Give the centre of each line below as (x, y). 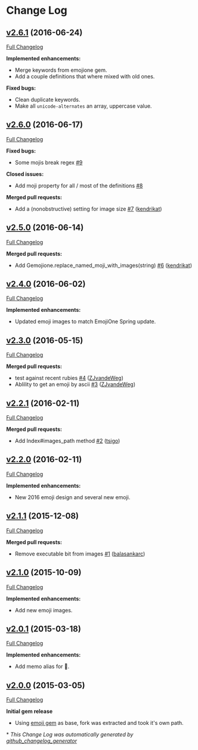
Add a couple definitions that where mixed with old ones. (85, 76)
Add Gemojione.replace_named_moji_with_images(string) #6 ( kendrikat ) (103, 265)
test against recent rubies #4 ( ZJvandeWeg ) (69, 378)
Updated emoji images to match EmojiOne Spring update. (85, 321)
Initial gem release (30, 711)
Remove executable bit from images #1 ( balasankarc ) (80, 554)
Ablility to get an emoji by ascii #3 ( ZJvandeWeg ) (75, 384)
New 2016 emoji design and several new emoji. (72, 497)
